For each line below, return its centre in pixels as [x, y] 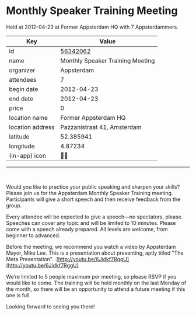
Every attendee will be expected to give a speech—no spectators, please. [94, 217]
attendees [23, 79]
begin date [24, 89]
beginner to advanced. [33, 235]
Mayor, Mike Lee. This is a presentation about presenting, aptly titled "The [95, 253]
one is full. [18, 295]
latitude [19, 137]
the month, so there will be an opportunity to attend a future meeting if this [96, 289]
